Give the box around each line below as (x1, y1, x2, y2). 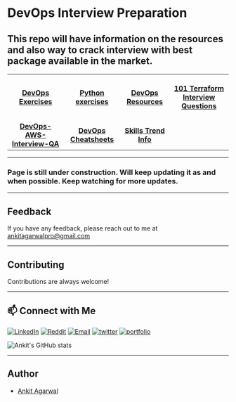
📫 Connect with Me (7, 305, 96, 317)
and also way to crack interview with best (7, 44, 193, 56)
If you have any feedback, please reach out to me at (7, 224, 158, 233)
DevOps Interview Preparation (7, 5, 188, 21)
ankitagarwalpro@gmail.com (7, 232, 90, 240)
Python (79, 88, 105, 98)
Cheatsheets (70, 135, 114, 144)
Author (7, 368, 39, 380)
